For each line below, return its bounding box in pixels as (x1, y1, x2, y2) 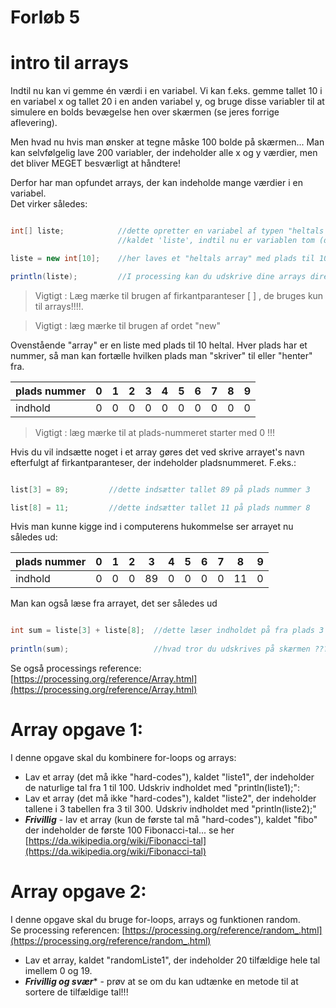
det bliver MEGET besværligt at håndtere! (10, 157, 182, 170)
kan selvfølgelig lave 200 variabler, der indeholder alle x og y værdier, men (10, 147, 318, 159)
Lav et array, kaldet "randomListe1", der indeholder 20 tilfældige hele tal (24, 954, 321, 966)
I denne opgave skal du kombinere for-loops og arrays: (10, 751, 237, 763)
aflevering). (10, 117, 58, 129)
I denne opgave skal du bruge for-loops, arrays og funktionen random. (10, 913, 301, 925)
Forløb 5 (10, 6, 81, 29)
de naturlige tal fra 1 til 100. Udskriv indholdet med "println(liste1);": (24, 781, 300, 793)
